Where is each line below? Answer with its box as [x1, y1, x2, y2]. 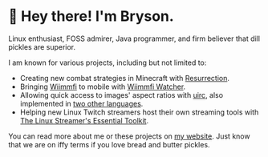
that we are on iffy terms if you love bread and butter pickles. [8, 139, 210, 149]
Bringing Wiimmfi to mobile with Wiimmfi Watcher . [19, 82, 186, 91]
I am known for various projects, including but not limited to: [8, 58, 207, 67]
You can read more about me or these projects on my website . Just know [8, 131, 250, 141]
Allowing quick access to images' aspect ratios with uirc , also [19, 90, 223, 99]
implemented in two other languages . [19, 99, 144, 108]
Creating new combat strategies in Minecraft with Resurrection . [19, 73, 230, 83]
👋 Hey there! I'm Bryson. [8, 7, 174, 26]
